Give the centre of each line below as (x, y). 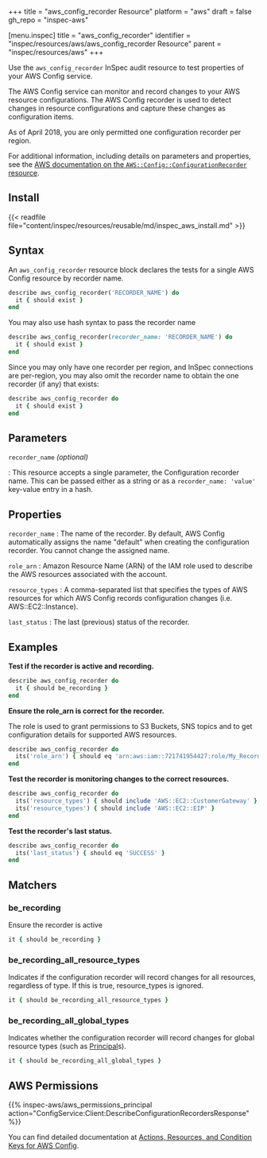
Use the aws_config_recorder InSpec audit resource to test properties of (126, 68)
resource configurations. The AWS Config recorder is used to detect (120, 100)
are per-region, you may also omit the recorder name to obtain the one (124, 375)
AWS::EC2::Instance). (43, 606)
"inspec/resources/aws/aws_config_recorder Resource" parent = (115, 44)
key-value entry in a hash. (50, 490)
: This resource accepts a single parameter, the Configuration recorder (124, 473)
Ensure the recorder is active (56, 925)
